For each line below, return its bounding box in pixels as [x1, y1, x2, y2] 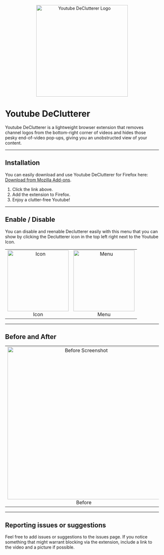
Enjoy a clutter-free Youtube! [12, 196, 70, 202]
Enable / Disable [5, 215, 55, 224]
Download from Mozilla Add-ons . [5, 177, 72, 183]
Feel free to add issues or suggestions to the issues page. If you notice [5, 534, 148, 540]
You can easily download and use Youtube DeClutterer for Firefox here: [5, 171, 148, 177]
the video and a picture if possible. [5, 544, 75, 550]
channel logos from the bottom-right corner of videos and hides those [5, 129, 146, 135]
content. [5, 140, 22, 146]
